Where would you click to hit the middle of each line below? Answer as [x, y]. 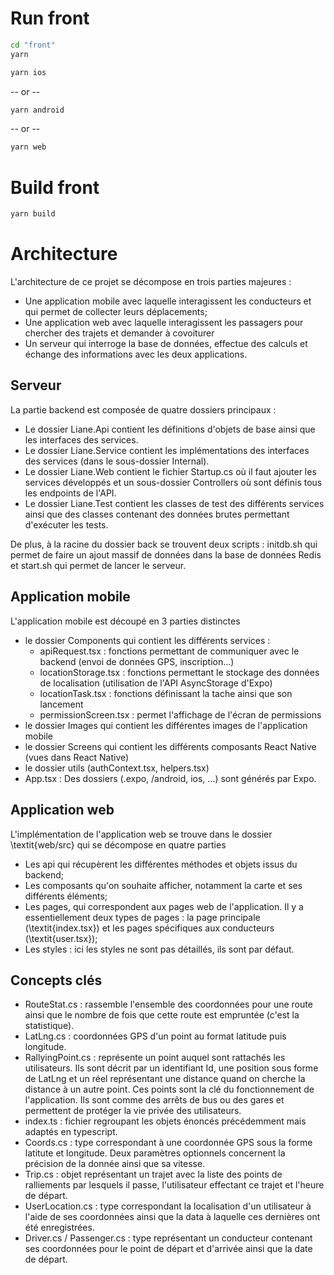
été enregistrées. [59, 1228]
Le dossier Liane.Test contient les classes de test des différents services [174, 503]
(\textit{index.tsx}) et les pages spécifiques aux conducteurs [149, 928]
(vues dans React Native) [77, 757]
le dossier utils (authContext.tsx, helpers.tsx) [117, 768]
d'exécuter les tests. [66, 524]
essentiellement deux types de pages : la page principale [142, 917]
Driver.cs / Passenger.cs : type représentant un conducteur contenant [168, 1238]
